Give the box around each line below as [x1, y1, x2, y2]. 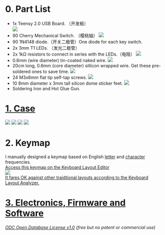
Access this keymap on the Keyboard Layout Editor [5, 164, 110, 170]
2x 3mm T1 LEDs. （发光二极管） [12, 45, 80, 51]
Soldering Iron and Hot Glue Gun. [12, 85, 81, 91]
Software [5, 208, 44, 219]
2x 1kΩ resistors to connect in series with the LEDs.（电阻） [12, 51, 135, 57]
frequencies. [5, 159, 31, 165]
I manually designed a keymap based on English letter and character [5, 154, 146, 160]
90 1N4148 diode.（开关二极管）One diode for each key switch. [12, 39, 143, 45]
